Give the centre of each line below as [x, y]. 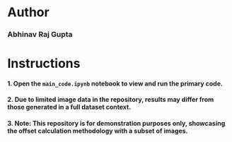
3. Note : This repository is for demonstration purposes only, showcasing [116, 124]
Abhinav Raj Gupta [40, 35]
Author [28, 12]
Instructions [44, 64]
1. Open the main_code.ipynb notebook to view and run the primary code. [115, 83]
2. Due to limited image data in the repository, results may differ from [111, 100]
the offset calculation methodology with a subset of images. [98, 131]
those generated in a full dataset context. [69, 107]
